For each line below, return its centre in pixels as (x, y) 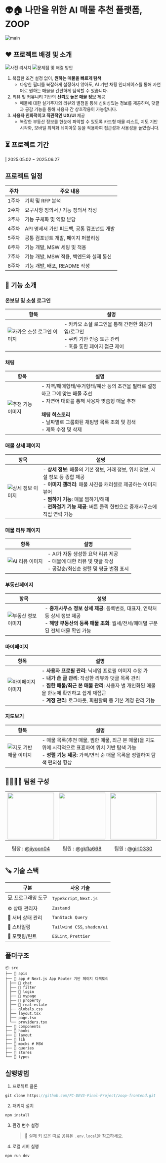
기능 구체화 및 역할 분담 (50, 220)
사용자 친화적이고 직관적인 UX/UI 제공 (49, 115)
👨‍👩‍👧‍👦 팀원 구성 (27, 782)
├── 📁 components (23, 1027)
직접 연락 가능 (58, 514)
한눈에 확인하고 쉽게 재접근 (77, 693)
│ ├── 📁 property (23, 1001)
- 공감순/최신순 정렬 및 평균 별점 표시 (88, 568)
